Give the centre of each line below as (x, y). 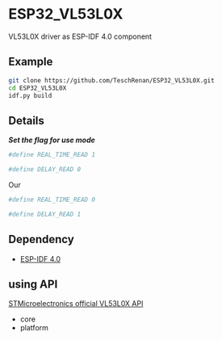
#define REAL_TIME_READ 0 (52, 199)
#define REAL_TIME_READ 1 (52, 155)
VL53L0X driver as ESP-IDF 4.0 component (80, 36)
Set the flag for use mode (52, 140)
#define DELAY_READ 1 (45, 214)
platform (34, 328)
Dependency (41, 239)
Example (31, 62)
